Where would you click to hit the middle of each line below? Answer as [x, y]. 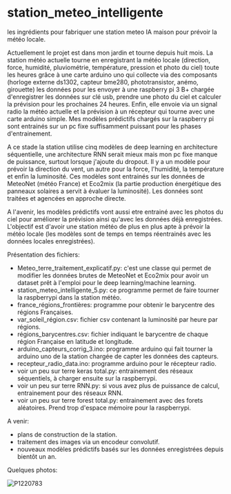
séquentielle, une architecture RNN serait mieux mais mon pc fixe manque [112, 154]
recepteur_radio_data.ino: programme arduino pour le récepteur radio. [117, 363]
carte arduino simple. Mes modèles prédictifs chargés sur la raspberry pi [111, 118]
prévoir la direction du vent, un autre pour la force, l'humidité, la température [116, 169]
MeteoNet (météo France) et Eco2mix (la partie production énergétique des [114, 183]
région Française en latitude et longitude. [76, 341]
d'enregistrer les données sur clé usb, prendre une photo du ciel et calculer [114, 97]
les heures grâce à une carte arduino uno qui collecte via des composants [112, 75]
